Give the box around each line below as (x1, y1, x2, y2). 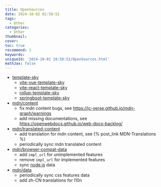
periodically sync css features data (19, 172, 90, 178)
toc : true (5, 43, 25, 48)
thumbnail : (5, 34, 27, 39)
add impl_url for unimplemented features (19, 152, 103, 157)
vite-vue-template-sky (19, 79, 65, 85)
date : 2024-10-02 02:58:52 (5, 12, 60, 16)
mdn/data (12, 167, 32, 173)
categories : (5, 25, 29, 30)
